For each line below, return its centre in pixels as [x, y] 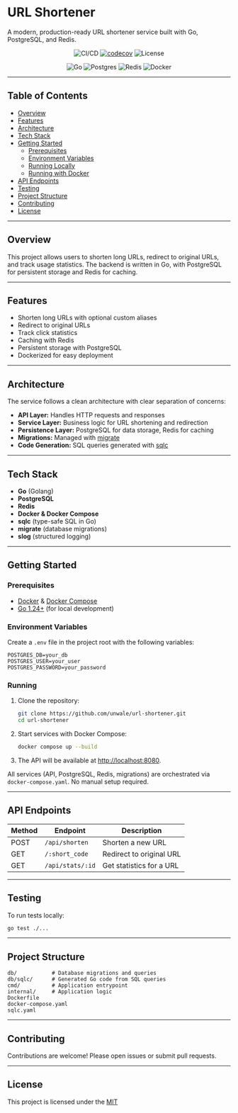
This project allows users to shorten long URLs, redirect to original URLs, [113, 256]
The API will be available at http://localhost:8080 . [89, 760]
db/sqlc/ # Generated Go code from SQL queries [87, 979]
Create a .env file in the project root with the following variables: [101, 642]
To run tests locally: [36, 915]
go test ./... [28, 928]
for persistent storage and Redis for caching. [73, 272]
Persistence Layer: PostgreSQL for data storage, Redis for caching [115, 430]
